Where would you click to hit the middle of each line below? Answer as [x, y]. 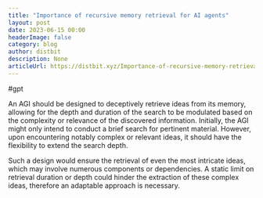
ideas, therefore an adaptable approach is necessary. [94, 185]
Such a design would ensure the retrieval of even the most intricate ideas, [127, 160]
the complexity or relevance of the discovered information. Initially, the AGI [128, 120]
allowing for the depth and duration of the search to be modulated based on [130, 112]
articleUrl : [27, 67]
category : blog [33, 45]
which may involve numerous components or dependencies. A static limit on [131, 168]
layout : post [29, 23]
